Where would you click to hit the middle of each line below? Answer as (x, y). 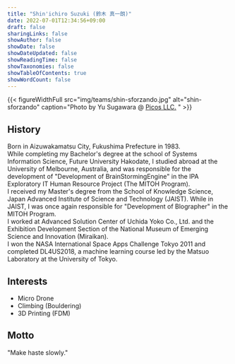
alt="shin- (187, 100)
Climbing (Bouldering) (49, 306)
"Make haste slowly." (38, 352)
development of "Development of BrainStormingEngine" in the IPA (103, 177)
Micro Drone (36, 298)
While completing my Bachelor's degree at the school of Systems (102, 154)
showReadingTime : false (42, 60)
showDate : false (31, 47)
